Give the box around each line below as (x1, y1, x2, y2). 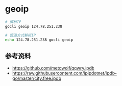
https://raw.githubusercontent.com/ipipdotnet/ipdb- (12, 70, 117, 76)
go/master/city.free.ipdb (12, 75, 61, 81)
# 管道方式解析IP (5, 33, 36, 37)
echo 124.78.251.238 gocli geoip (5, 37, 73, 42)
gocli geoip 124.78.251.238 (5, 24, 63, 29)
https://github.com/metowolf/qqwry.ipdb (12, 65, 95, 71)
